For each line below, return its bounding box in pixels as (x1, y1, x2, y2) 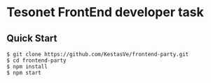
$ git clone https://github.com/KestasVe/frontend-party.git (6, 51, 189, 58)
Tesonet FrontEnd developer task (6, 4, 204, 20)
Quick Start (6, 32, 57, 44)
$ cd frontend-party (6, 57, 67, 64)
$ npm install (6, 63, 48, 70)
